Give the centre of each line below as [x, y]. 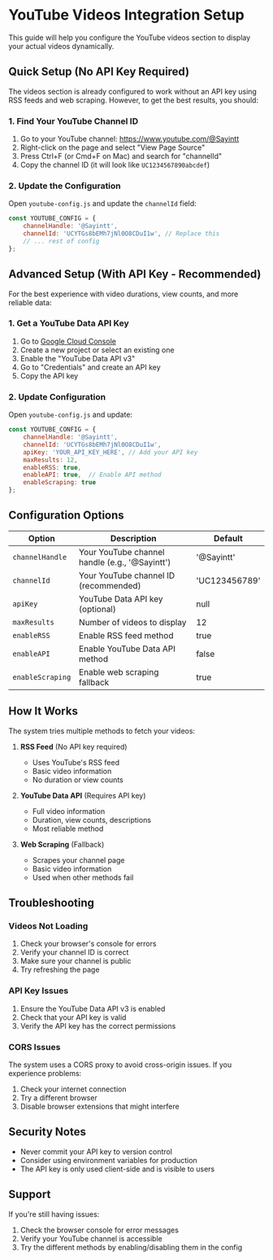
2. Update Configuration [57, 396]
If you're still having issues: [54, 1214]
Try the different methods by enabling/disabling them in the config [131, 1247]
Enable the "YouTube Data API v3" [78, 358]
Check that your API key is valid [73, 1017]
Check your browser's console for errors [88, 944]
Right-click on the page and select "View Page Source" [113, 147]
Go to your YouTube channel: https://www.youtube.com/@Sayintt [130, 139]
